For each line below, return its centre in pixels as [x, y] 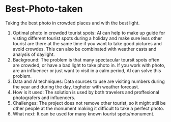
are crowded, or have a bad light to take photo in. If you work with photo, [89, 65]
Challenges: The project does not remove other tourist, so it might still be [89, 103]
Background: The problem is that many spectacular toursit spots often [86, 59]
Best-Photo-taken [44, 9]
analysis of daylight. [34, 54]
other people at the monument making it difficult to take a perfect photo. [88, 108]
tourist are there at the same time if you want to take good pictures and [87, 43]
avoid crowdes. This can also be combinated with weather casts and [84, 49]
